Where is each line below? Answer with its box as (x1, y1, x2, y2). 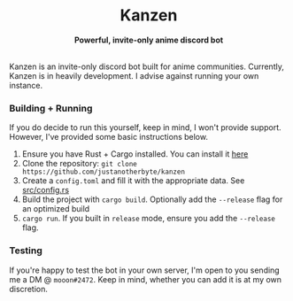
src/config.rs (21, 185, 69, 196)
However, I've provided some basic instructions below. (9, 132, 208, 143)
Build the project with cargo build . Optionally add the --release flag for (21, 194, 283, 205)
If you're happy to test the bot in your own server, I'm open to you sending (9, 265, 281, 275)
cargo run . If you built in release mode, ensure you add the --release (21, 213, 276, 224)
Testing (9, 244, 42, 257)
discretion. (9, 283, 49, 294)
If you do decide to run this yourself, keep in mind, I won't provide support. (9, 122, 281, 133)
